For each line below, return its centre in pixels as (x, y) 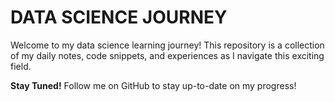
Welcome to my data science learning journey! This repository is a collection (167, 45)
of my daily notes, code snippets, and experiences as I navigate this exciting (167, 55)
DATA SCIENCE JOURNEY (119, 17)
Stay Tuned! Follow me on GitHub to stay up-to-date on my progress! (153, 85)
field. (21, 66)
